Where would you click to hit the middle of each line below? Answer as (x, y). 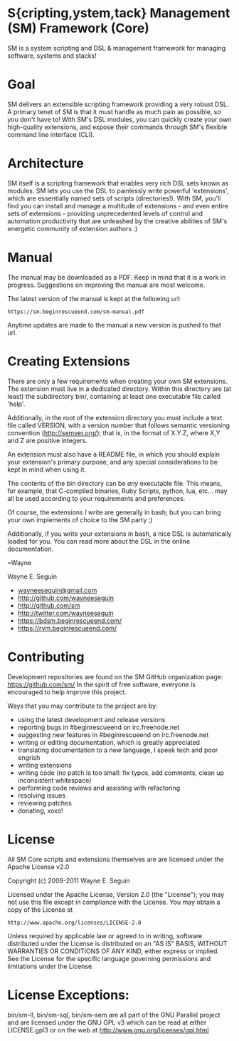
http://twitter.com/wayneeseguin (65, 613)
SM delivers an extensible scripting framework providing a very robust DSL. (118, 104)
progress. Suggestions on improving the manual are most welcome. (106, 285)
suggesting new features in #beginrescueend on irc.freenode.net (113, 735)
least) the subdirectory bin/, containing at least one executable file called (114, 396)
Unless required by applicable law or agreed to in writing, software (105, 935)
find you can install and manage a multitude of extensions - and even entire (118, 205)
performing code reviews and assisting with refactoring (99, 788)
